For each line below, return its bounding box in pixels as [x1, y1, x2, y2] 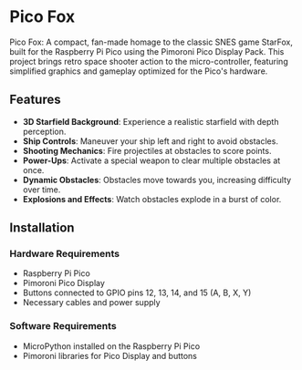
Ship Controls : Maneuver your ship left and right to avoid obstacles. [22, 135, 278, 147]
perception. [22, 126, 67, 137]
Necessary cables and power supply [22, 297, 161, 308]
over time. [22, 184, 61, 195]
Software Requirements [9, 320, 117, 333]
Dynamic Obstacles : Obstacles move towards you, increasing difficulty [22, 174, 292, 185]
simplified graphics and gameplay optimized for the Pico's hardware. [9, 66, 268, 77]
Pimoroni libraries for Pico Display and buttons [22, 350, 198, 361]
